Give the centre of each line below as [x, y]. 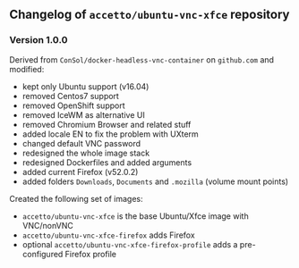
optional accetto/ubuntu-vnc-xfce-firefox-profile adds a [130, 244]
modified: [27, 69]
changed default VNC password [81, 143]
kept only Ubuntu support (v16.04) [85, 86]
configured [43, 254]
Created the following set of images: [76, 198]
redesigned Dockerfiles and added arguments [107, 162]
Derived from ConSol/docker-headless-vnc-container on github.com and [142, 59]
